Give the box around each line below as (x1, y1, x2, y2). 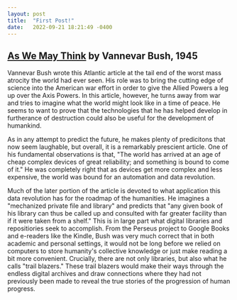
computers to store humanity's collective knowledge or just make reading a (7, 247, 228, 255)
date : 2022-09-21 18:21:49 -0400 (7, 23, 113, 30)
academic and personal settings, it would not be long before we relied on (7, 239, 221, 248)
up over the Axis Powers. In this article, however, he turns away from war (7, 91, 221, 100)
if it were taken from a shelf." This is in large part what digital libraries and (7, 217, 223, 226)
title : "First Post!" (7, 17, 75, 24)
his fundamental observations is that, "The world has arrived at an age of (7, 150, 221, 159)
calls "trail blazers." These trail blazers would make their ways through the (7, 262, 224, 270)
